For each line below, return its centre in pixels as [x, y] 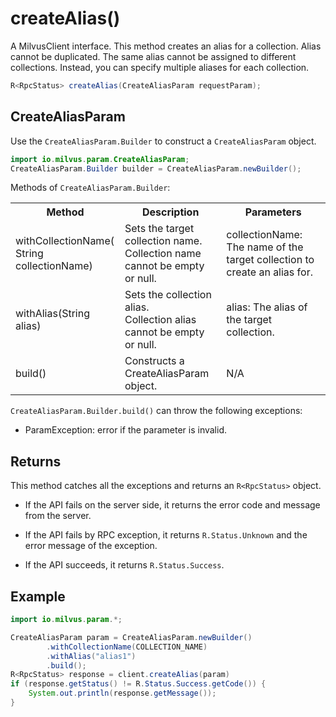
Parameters [273, 212]
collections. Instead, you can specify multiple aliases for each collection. [160, 67]
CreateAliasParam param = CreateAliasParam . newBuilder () [131, 637]
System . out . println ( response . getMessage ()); [122, 693]
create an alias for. [269, 272]
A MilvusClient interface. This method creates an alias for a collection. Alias [166, 46]
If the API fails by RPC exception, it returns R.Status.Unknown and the [166, 535]
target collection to [270, 260]
